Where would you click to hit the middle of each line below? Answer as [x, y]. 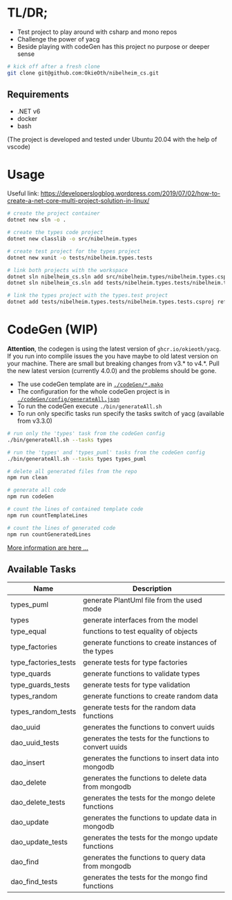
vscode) [19, 146]
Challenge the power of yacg [58, 39]
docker [27, 118]
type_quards [31, 673]
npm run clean [28, 478]
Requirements [38, 95]
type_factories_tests [43, 662]
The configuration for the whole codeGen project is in [94, 391]
